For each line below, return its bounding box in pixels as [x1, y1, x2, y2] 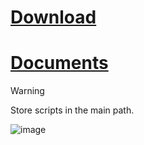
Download [10, 6, 97, 29]
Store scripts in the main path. [10, 104, 135, 116]
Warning [10, 85, 45, 97]
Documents [10, 52, 109, 75]
